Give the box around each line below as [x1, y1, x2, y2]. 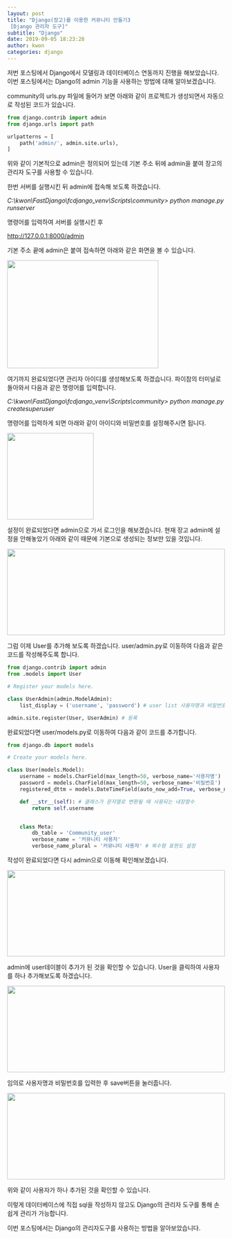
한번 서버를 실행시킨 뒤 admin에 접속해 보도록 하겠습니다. [7, 182, 161, 191]
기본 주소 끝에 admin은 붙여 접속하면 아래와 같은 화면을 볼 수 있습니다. [7, 246, 195, 254]
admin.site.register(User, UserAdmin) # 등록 [7, 715, 138, 721]
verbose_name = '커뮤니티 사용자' [32, 836, 121, 843]
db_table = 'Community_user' [32, 830, 116, 837]
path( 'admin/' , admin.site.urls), [19, 140, 119, 146]
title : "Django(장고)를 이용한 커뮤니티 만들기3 [7, 17, 131, 23]
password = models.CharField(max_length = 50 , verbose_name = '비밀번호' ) [19, 779, 221, 786]
